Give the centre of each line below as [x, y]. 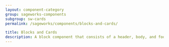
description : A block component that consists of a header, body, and [81, 37]
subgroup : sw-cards [26, 19]
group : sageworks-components [36, 14]
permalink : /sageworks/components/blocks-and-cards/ [62, 23]
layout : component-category [35, 10]
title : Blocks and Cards [31, 33]
